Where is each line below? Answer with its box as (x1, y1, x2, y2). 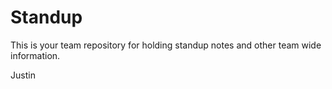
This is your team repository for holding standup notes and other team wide (10, 39, 322, 51)
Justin (10, 69, 36, 81)
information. (10, 49, 61, 61)
